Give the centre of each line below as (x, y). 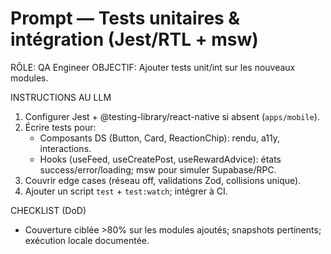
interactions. (65, 148)
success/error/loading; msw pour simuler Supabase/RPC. (158, 169)
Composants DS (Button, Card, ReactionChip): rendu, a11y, (159, 138)
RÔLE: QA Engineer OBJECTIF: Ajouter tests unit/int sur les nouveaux (153, 67)
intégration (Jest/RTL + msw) (134, 39)
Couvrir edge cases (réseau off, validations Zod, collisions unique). (163, 180)
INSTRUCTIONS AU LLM (61, 97)
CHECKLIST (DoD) (48, 210)
